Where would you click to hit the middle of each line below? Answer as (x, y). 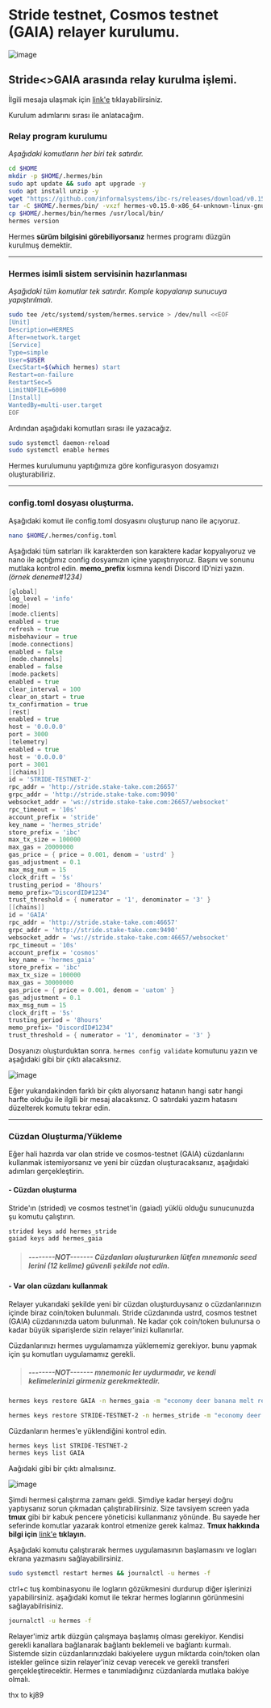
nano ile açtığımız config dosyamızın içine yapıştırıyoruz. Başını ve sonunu (131, 559)
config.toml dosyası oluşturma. (71, 503)
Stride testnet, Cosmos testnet (114, 15)
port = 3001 (28, 765)
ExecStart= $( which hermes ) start (65, 367)
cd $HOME (23, 169)
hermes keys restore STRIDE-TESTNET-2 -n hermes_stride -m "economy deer (135, 1415)
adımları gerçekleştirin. (46, 1172)
